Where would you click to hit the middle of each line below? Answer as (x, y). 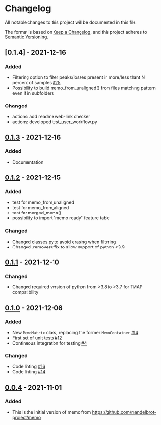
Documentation (28, 162)
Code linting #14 (29, 372)
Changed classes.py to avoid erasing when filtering (64, 242)
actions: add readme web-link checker (51, 116)
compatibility (25, 292)
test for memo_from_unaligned (43, 202)
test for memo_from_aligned (40, 208)
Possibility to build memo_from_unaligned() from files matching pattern (84, 88)
